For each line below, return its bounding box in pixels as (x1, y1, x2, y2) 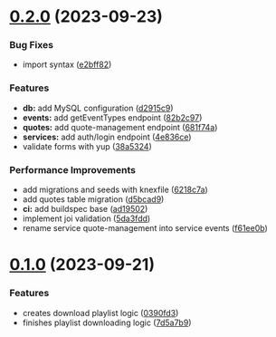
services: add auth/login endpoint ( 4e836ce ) (22, 131, 192, 142)
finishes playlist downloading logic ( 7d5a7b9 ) (22, 317, 192, 328)
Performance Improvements (9, 163, 137, 176)
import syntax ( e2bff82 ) (22, 59, 112, 70)
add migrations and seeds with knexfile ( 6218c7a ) (22, 184, 208, 196)
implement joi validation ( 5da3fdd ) (22, 213, 151, 224)
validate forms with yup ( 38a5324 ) (22, 140, 152, 151)
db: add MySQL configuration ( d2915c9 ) (22, 102, 174, 113)
